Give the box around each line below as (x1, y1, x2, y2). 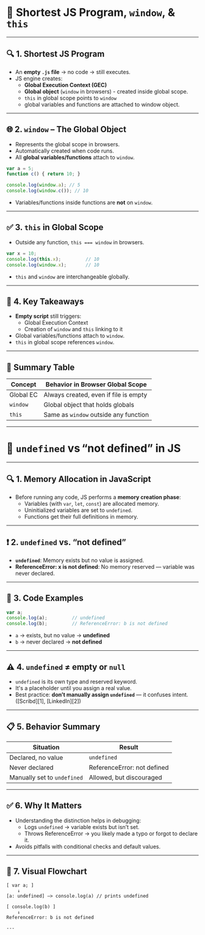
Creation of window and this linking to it (24, 326, 123, 333)
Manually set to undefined (9, 773, 84, 781)
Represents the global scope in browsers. (15, 140, 120, 148)
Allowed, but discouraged (88, 773, 163, 781)
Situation (32, 743, 60, 751)
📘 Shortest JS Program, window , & (6, 6, 176, 20)
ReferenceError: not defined (88, 763, 169, 772)
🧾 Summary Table (6, 362, 75, 372)
